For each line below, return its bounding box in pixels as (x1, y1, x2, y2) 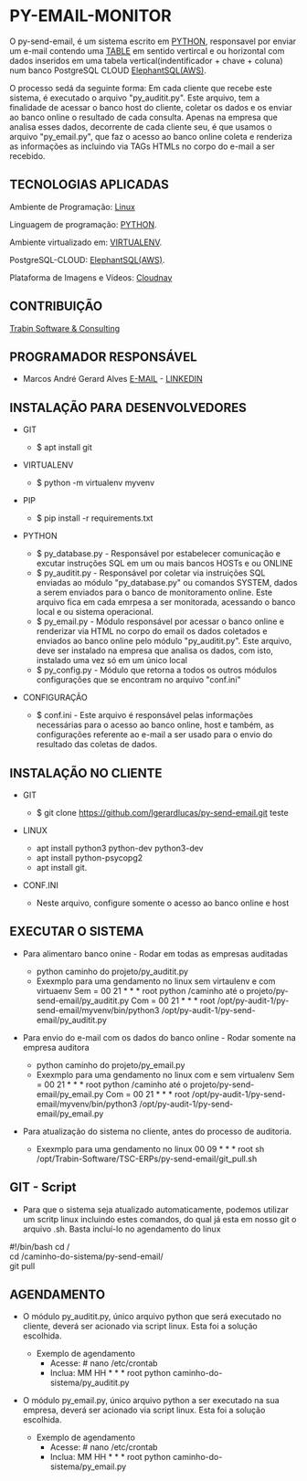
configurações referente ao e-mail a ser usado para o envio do (36, 729, 273, 740)
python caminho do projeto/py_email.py (36, 1059, 185, 1070)
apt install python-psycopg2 (36, 852, 143, 863)
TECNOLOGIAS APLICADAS (9, 177, 169, 193)
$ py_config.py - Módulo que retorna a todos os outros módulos (36, 664, 277, 676)
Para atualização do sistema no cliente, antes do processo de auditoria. (22, 1126, 292, 1137)
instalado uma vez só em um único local (36, 655, 187, 666)
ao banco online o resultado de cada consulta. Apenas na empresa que (9, 111, 279, 122)
